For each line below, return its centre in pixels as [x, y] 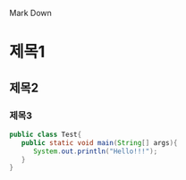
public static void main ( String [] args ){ [99, 142]
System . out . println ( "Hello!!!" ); [95, 151]
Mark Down [30, 13]
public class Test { [46, 134]
